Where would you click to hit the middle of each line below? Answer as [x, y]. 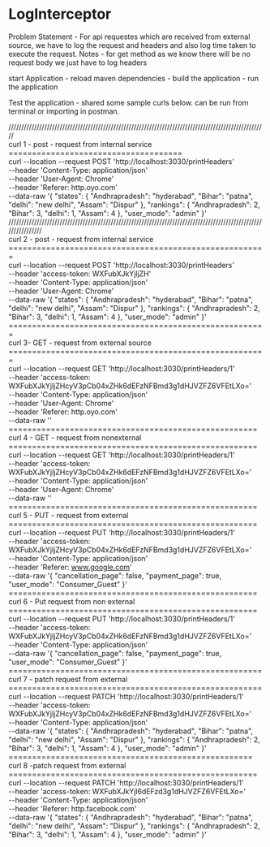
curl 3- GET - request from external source [80, 343]
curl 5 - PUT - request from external [69, 515]
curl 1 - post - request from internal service [80, 144]
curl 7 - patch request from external [68, 679]
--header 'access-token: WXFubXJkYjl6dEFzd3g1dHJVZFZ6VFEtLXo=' [127, 791]
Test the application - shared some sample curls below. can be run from [129, 102]
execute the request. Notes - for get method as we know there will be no [130, 54]
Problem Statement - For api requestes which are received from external [129, 37]
